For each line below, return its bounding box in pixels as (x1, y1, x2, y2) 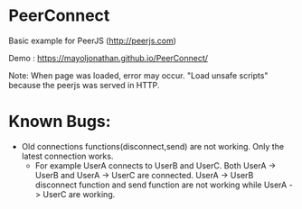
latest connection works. (21, 150, 114, 161)
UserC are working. (42, 188, 116, 199)
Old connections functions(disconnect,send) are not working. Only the (21, 141, 285, 151)
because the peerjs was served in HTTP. (8, 79, 160, 90)
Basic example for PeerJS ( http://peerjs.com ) (8, 35, 177, 46)
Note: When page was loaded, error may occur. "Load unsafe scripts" (8, 69, 269, 81)
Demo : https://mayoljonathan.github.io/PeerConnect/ (8, 52, 209, 63)
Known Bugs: (8, 112, 111, 132)
